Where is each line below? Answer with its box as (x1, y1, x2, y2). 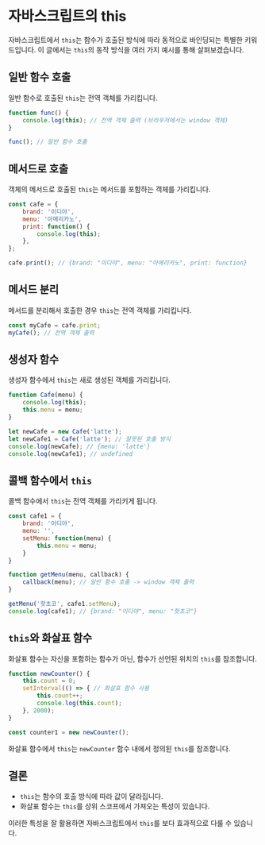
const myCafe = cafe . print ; (8, 321, 102, 330)
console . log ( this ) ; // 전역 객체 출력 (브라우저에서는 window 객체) (22, 116, 229, 124)
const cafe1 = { (8, 512, 62, 520)
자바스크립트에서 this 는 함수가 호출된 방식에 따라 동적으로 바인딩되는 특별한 (8, 35, 244, 44)
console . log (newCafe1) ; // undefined (8, 450, 133, 457)
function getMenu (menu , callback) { (8, 571, 129, 579)
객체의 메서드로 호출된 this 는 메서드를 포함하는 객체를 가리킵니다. (8, 184, 212, 195)
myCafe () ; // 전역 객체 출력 (8, 329, 95, 337)
